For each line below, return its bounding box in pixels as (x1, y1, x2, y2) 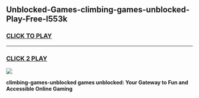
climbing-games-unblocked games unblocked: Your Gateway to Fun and (6, 78, 188, 86)
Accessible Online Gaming (6, 85, 73, 92)
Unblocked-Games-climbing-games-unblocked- (6, 5, 190, 15)
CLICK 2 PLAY (6, 54, 47, 62)
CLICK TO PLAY (6, 32, 52, 40)
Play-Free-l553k (6, 14, 68, 24)
